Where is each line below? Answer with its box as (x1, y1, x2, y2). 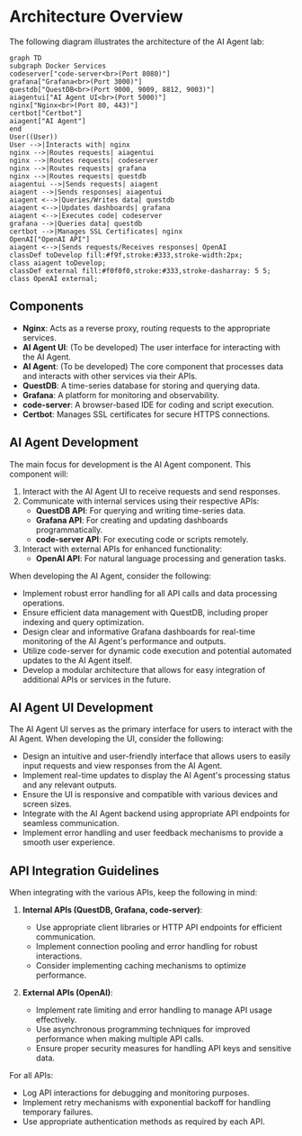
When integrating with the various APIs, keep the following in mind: (9, 887, 258, 898)
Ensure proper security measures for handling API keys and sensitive (35, 1043, 292, 1054)
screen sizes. (22, 799, 72, 810)
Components (9, 299, 84, 314)
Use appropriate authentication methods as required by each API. (22, 1116, 265, 1127)
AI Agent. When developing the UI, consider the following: (9, 733, 225, 744)
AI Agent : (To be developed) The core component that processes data (22, 360, 284, 371)
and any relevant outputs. (22, 779, 118, 790)
